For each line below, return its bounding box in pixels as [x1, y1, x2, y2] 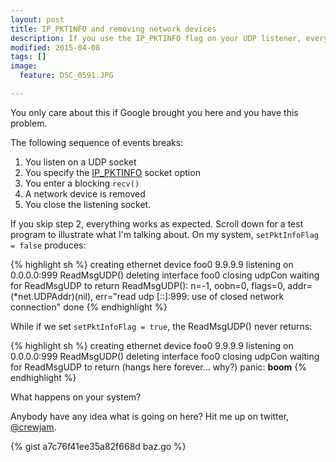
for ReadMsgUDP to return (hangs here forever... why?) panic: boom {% [10, 361, 307, 373]
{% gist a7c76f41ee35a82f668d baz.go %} [10, 440, 187, 452]
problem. [10, 117, 48, 129]
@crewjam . [10, 421, 57, 433]
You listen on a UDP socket [24, 156, 137, 168]
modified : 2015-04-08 [10, 42, 101, 53]
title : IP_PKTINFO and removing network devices [10, 24, 217, 34]
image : [10, 61, 38, 71]
